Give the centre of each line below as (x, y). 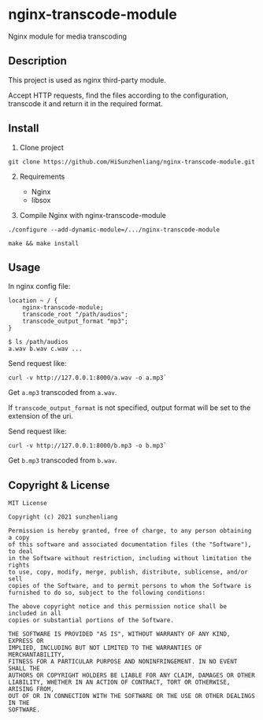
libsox (41, 200)
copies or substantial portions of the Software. (91, 620)
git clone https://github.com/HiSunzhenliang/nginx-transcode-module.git (132, 162)
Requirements (42, 176)
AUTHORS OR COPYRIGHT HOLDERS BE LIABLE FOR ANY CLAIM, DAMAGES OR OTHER (132, 676)
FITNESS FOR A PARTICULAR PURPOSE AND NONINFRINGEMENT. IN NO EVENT (123, 662)
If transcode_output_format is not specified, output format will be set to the (130, 408)
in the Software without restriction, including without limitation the (130, 559)
